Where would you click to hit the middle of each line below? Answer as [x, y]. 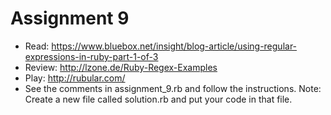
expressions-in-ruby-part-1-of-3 [91, 56]
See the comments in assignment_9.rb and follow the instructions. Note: [173, 88]
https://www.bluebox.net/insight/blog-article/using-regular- [174, 46]
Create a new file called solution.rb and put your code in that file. [158, 99]
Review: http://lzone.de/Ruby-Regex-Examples [121, 67]
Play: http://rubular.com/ [75, 78]
